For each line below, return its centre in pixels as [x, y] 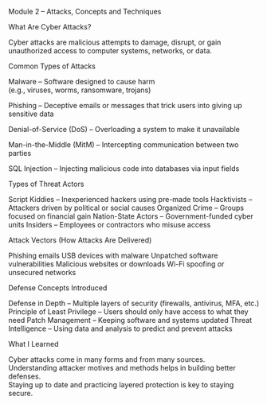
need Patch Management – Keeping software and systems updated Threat [130, 320]
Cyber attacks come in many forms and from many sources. [107, 359]
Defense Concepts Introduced [58, 288]
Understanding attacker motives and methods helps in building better [122, 368]
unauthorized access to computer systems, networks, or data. [110, 50]
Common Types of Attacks [52, 66]
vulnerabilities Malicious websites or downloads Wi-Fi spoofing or [116, 264]
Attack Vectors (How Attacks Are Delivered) [80, 240]
